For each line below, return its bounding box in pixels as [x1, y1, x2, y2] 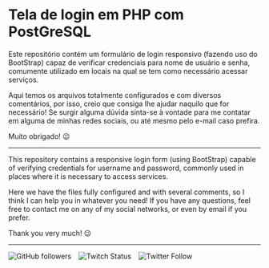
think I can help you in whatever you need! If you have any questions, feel [8, 195, 251, 205]
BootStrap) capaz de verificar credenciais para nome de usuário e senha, [8, 58, 251, 67]
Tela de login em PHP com [8, 6, 184, 24]
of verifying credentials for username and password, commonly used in [8, 163, 244, 173]
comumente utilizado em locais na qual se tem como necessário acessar [8, 66, 248, 75]
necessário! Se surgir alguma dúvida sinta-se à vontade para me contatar [8, 107, 251, 117]
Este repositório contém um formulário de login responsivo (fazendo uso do [8, 49, 258, 59]
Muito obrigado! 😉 [8, 131, 70, 141]
